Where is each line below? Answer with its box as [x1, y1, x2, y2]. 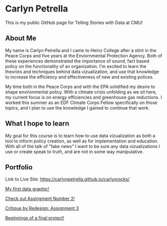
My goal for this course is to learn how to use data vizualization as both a [5, 132, 156, 138]
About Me [5, 34, 36, 42]
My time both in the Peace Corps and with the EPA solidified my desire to [5, 83, 156, 89]
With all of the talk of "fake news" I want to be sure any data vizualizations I [5, 143, 161, 149]
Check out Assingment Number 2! [5, 195, 75, 201]
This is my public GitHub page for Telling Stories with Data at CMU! [5, 19, 143, 25]
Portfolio [5, 163, 33, 171]
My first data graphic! [5, 186, 50, 192]
